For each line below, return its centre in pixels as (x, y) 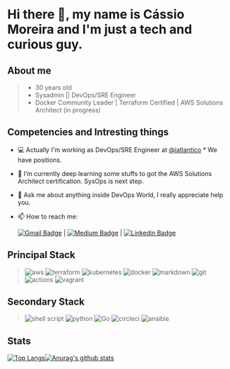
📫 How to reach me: (48, 216)
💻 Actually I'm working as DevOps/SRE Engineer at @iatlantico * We (117, 150)
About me (29, 70)
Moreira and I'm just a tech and (100, 29)
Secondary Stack (46, 302)
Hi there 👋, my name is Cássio (96, 14)
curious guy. (45, 45)
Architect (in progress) (68, 110)
